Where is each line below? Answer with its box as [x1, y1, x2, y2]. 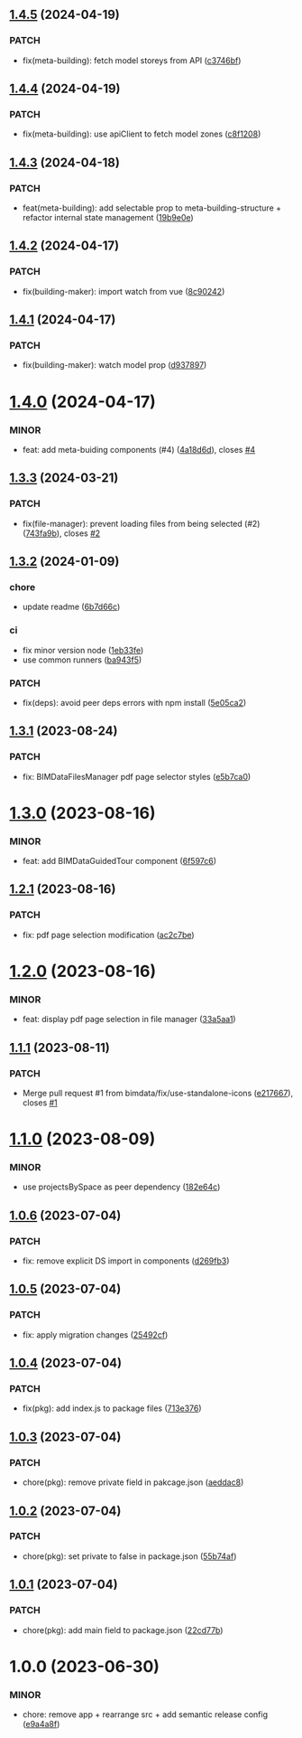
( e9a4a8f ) [22, 1719, 60, 1730]
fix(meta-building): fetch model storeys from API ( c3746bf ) [22, 54, 242, 66]
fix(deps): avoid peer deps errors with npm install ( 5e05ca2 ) [22, 697, 247, 708]
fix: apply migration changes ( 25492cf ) [22, 1329, 169, 1340]
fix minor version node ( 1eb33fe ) [22, 644, 144, 655]
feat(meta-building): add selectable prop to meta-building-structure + [22, 202, 282, 213]
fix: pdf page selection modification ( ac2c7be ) [22, 929, 196, 940]
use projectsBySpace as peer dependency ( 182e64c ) [22, 1181, 221, 1192]
